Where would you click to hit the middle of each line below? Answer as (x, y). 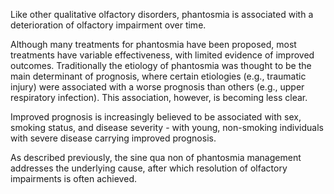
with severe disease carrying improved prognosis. (113, 138)
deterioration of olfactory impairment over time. (108, 25)
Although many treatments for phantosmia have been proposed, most (153, 44)
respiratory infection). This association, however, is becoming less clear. (159, 97)
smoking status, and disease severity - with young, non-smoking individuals (167, 127)
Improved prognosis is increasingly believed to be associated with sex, (156, 117)
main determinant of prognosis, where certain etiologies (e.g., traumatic (158, 76)
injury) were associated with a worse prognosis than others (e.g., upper (157, 87)
